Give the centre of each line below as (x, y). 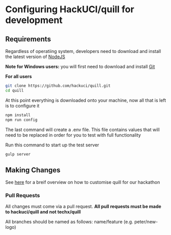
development (34, 20)
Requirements (28, 39)
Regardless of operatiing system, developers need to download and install (83, 51)
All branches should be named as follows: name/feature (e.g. (69, 222)
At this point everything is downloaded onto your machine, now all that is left (86, 100)
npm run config (21, 120)
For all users (19, 76)
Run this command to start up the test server (52, 145)
